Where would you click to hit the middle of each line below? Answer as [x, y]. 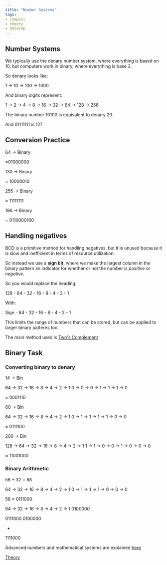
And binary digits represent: [34, 95]
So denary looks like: [27, 76]
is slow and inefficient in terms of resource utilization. [60, 253]
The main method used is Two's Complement [52, 337]
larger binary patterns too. [32, 327]
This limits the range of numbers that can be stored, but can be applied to [81, 322]
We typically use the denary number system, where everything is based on [82, 61]
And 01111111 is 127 [24, 124]
